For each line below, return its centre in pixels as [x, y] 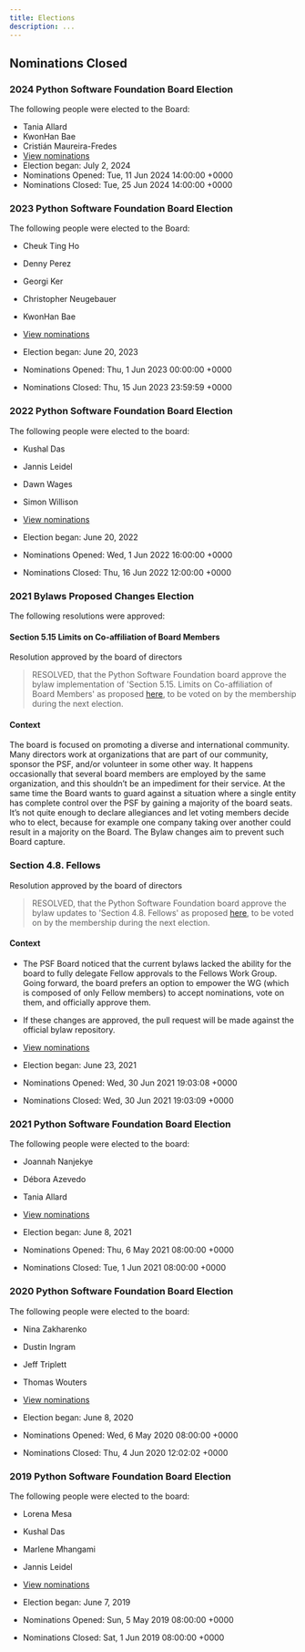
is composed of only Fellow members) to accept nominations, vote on [153, 992]
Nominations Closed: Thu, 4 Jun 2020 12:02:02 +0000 [125, 1452]
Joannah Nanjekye [58, 1162]
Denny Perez [46, 264]
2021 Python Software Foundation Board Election [120, 1124]
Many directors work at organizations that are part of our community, [139, 754]
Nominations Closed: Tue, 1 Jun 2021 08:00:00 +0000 [124, 1268]
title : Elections [42, 18]
